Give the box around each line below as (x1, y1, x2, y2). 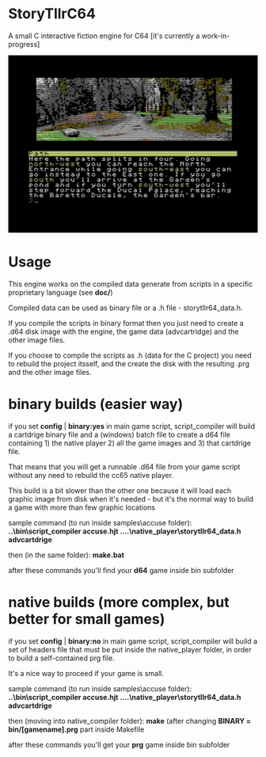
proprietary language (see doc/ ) (8, 287, 113, 297)
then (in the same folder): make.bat (8, 550, 125, 560)
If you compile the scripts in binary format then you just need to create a (8, 318, 244, 327)
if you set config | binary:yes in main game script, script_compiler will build (8, 421, 256, 430)
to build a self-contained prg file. (8, 653, 115, 663)
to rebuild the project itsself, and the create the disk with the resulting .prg (8, 358, 250, 369)
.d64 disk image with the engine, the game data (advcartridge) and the (8, 327, 239, 336)
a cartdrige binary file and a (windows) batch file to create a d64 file (8, 430, 231, 439)
